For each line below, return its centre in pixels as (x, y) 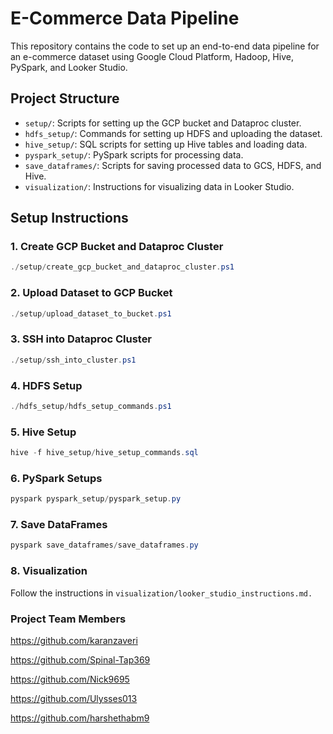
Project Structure (65, 98)
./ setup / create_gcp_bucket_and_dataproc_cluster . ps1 (122, 267)
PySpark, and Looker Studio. (69, 67)
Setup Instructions (69, 218)
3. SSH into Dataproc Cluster (81, 339)
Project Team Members (68, 619)
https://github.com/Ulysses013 (74, 698)
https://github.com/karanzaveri (74, 640)
